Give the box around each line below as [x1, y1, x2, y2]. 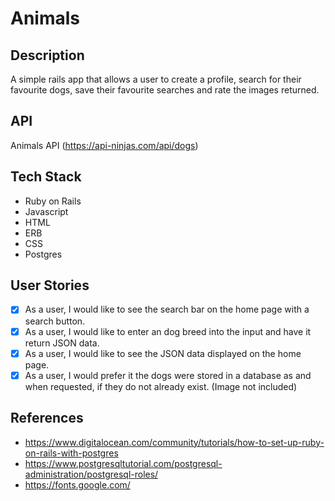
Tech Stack [10, 168, 82, 186]
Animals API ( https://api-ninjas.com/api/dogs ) [10, 139, 199, 151]
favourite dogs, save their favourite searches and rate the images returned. [10, 84, 320, 96]
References [10, 410, 84, 427]
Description [10, 47, 85, 64]
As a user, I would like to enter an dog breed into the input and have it [24, 325, 312, 337]
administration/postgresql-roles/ [24, 468, 159, 480]
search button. [24, 315, 86, 327]
